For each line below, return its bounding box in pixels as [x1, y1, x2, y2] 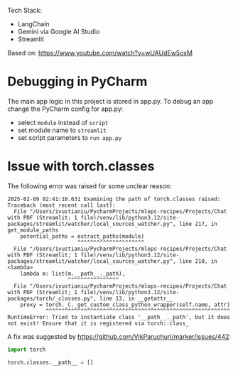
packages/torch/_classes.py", [7, 295, 97, 302]
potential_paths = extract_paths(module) [20, 232, 144, 240]
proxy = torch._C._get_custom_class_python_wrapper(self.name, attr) [20, 301, 231, 308]
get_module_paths [7, 227, 59, 234]
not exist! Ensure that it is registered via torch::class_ [7, 320, 190, 327]
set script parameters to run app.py [17, 133, 122, 141]
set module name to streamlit [17, 126, 107, 134]
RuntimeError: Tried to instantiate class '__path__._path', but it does [7, 313, 231, 320]
